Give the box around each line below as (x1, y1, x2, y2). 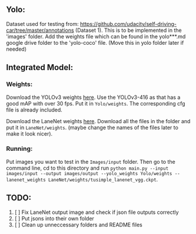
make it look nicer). (6, 130, 53, 137)
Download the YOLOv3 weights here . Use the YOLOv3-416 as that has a (6, 94, 181, 101)
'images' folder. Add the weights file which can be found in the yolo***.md (6, 32, 186, 40)
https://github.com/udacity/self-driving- (79, 20, 177, 27)
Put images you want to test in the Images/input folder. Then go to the (6, 158, 175, 165)
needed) (6, 45, 27, 52)
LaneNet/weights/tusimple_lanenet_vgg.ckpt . (48, 176, 158, 183)
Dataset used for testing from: (6, 20, 79, 27)
